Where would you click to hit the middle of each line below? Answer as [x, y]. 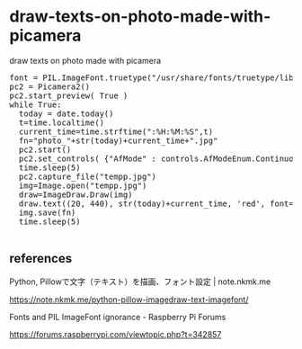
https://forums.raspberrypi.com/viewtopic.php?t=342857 [115, 334]
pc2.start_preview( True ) [69, 95]
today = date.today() [66, 113]
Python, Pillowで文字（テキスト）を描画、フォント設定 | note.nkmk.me [140, 282]
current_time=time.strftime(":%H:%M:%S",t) [116, 131]
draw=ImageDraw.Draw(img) [75, 194]
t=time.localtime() [62, 122]
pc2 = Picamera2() [50, 86]
